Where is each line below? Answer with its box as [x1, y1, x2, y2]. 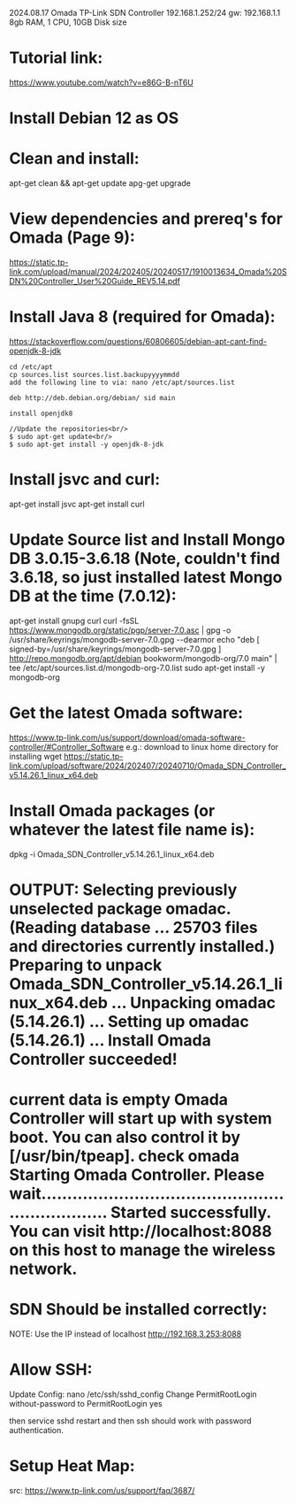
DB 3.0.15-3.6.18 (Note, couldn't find [9, 549, 281, 569]
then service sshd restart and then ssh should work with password [9, 1415, 252, 1426]
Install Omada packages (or [9, 800, 216, 821]
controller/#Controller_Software [9, 741, 125, 752]
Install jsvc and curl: [9, 469, 161, 490]
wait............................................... [9, 1184, 285, 1204]
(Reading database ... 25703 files [9, 917, 258, 937]
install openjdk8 [9, 409, 73, 418]
